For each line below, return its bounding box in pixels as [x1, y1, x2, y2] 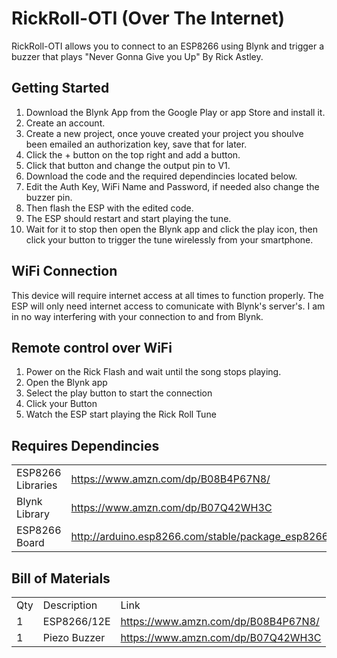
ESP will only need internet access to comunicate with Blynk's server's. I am [11, 300, 326, 312]
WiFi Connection [11, 263, 118, 280]
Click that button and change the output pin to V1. [25, 159, 231, 171]
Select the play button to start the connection [25, 387, 213, 399]
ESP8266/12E [42, 615, 111, 628]
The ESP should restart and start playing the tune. [25, 212, 232, 224]
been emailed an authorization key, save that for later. [25, 138, 248, 150]
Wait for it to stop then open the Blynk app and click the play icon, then [25, 223, 319, 235]
